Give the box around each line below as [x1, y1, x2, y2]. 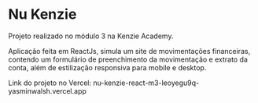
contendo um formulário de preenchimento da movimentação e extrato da [8, 55, 248, 64]
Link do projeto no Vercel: [8, 78, 92, 87]
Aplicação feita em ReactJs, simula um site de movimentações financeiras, [8, 46, 251, 55]
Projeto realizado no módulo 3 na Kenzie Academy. [8, 31, 174, 41]
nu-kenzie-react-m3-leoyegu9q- [93, 78, 199, 87]
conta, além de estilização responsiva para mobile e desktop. [8, 62, 207, 72]
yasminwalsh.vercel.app [8, 86, 87, 95]
